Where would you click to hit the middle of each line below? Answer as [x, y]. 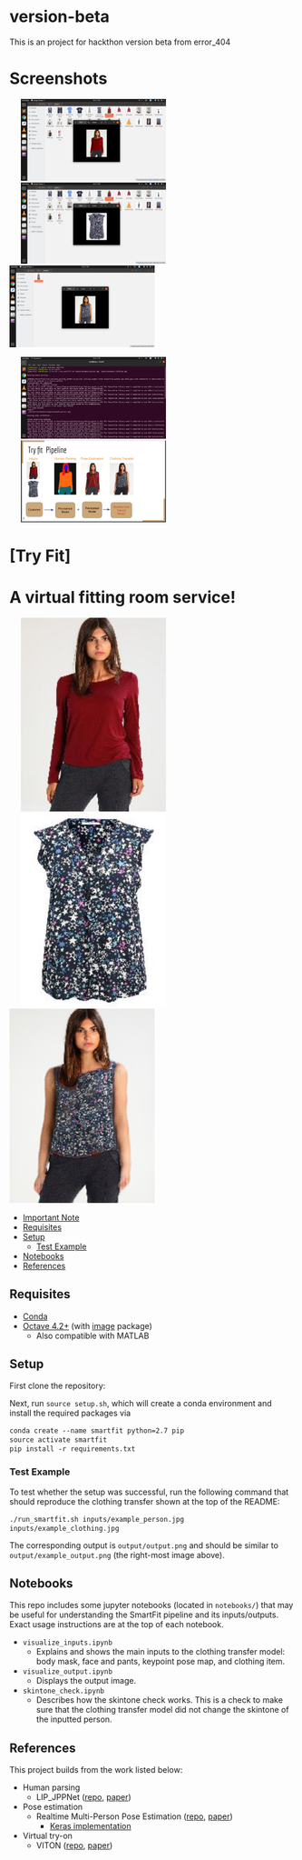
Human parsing [51, 1787]
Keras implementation [90, 1826]
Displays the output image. [86, 1681]
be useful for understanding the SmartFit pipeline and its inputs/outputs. [144, 1615]
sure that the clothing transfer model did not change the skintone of [162, 1710]
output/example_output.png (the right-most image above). [117, 1555]
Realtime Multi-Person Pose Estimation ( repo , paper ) [134, 1816]
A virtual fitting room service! [122, 597]
